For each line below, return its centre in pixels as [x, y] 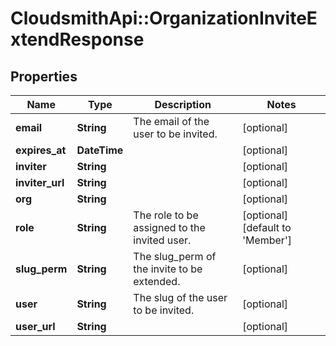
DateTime [100, 150]
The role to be [166, 215]
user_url [35, 326]
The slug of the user [180, 297]
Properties [44, 76]
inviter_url [40, 182]
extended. [157, 281]
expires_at [41, 150]
